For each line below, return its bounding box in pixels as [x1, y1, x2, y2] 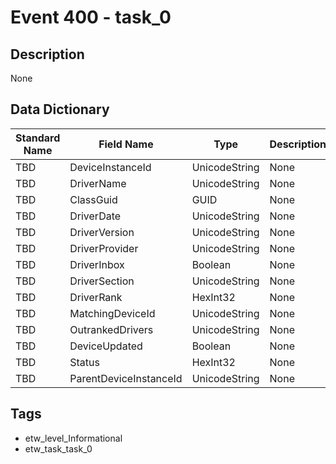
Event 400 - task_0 [10, 6, 172, 29]
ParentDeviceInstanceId [69, 371, 183, 385]
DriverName [69, 176, 127, 190]
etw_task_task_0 [24, 442, 93, 455]
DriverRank [69, 290, 123, 304]
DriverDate [69, 209, 122, 223]
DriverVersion [69, 225, 135, 239]
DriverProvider [69, 241, 139, 255]
